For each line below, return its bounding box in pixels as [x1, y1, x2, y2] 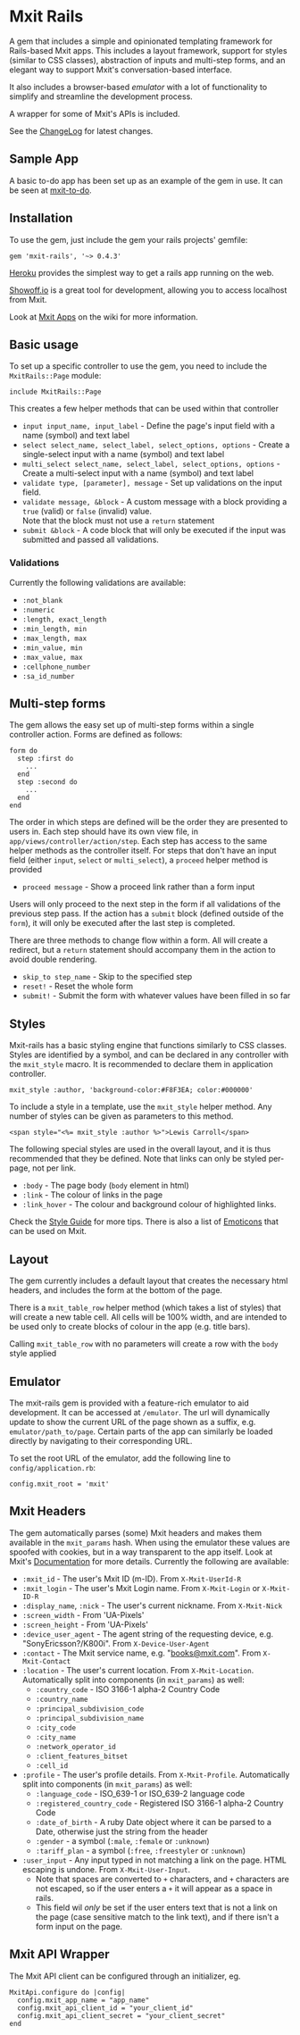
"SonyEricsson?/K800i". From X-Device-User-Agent [21, 1638, 210, 1648]
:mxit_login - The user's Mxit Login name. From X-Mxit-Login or [21, 1582, 261, 1593]
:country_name [35, 1695, 88, 1704]
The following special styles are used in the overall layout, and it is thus [9, 1144, 271, 1155]
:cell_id [35, 1761, 69, 1770]
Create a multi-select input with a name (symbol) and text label [21, 468, 254, 479]
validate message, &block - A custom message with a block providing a [21, 496, 287, 507]
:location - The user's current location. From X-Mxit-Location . [21, 1664, 254, 1675]
